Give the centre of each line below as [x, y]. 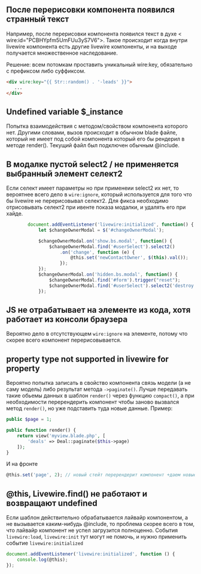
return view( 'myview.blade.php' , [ [61, 436]
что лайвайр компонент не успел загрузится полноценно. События [92, 530]
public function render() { [41, 431]
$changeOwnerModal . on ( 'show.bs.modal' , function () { [105, 241]
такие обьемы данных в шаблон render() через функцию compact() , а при [100, 396]
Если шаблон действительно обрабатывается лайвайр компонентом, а [97, 518]
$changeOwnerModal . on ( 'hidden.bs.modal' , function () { [108, 275]
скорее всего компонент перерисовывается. [64, 340]
